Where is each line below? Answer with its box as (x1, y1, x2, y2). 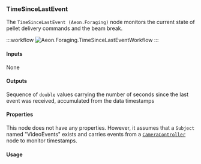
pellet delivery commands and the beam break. (6, 25, 123, 32)
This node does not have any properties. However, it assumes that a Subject (6, 124, 195, 131)
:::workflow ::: (6, 37, 159, 44)
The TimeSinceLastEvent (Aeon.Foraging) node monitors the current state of (6, 19, 195, 26)
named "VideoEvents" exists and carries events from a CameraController (6, 130, 186, 138)
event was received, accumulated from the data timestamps (6, 97, 155, 104)
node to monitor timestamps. (6, 137, 78, 144)
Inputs (6, 50, 23, 57)
